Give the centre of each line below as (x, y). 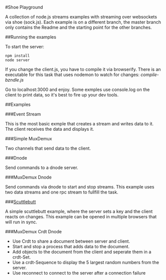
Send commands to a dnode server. (42, 168)
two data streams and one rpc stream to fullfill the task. (62, 192)
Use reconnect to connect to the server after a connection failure (79, 273)
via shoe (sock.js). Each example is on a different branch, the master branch (83, 22)
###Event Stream (23, 114)
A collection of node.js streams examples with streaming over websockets (81, 17)
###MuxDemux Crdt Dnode (34, 232)
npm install (17, 56)
